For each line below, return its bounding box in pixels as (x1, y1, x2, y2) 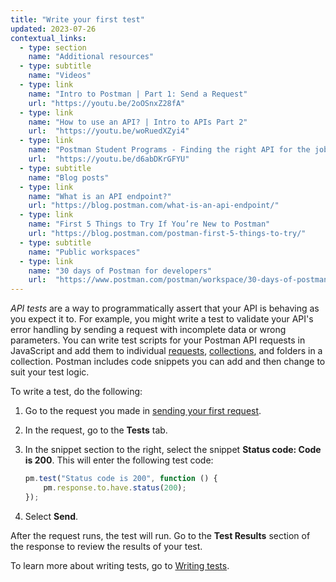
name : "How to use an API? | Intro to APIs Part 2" (28, 117, 248, 127)
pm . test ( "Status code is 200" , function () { (24, 474, 218, 484)
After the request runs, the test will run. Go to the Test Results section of (10, 529, 311, 541)
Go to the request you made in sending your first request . (24, 405, 262, 417)
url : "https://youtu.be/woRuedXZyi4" (28, 126, 190, 136)
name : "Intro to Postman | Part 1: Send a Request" (28, 89, 248, 99)
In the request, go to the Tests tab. (24, 424, 168, 436)
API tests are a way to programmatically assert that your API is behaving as (10, 302, 320, 315)
